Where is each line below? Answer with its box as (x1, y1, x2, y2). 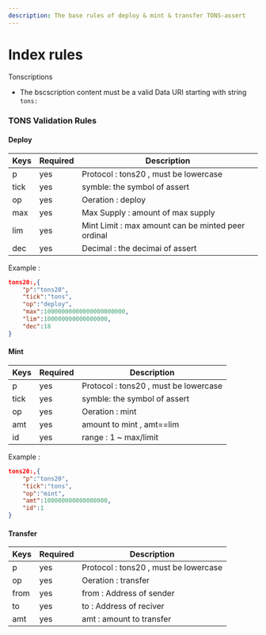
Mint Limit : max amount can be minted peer (82, 219, 245, 230)
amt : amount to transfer (82, 614, 172, 625)
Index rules (8, 45, 83, 63)
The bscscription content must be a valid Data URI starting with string (19, 87, 247, 97)
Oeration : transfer (82, 575, 150, 586)
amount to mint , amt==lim (82, 419, 180, 430)
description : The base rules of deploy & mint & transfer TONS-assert (8, 11, 246, 20)
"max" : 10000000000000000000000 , (22, 308, 129, 316)
